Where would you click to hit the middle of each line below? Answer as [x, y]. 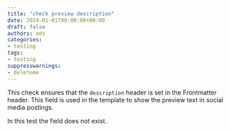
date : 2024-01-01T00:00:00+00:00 [56, 20]
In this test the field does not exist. [57, 120]
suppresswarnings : [34, 66]
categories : [25, 40]
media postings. [31, 107]
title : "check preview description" [61, 14]
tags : [15, 53]
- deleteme [23, 72]
